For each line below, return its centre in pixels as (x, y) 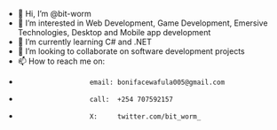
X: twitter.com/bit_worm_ (145, 117)
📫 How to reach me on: (61, 61)
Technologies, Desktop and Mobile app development (114, 32)
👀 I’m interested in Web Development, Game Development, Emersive (142, 23)
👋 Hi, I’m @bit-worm (54, 14)
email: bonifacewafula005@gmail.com (157, 82)
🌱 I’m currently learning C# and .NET (85, 42)
